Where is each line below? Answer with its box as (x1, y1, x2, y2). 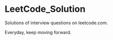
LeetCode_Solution (4, 3, 85, 15)
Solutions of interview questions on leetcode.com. (4, 20, 108, 26)
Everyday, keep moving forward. (4, 29, 71, 35)
